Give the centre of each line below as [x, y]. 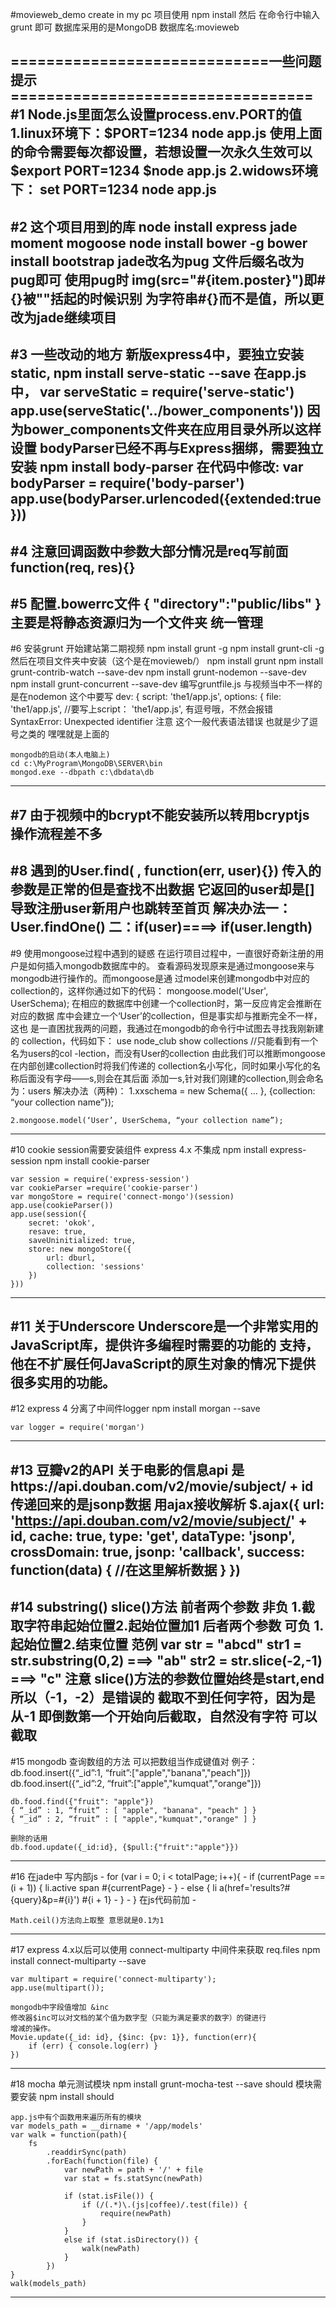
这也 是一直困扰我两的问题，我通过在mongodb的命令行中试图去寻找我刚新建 [167, 1028]
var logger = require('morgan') [77, 1428]
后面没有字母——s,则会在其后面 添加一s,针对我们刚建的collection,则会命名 [171, 1078]
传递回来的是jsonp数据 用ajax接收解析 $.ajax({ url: [167, 1504]
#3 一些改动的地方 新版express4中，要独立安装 [157, 354]
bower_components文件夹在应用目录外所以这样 [172, 429]
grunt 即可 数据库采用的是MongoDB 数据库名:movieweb [125, 27]
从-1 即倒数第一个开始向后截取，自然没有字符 [149, 1716]
